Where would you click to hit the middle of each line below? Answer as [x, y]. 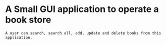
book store [28, 20]
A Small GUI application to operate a [82, 9]
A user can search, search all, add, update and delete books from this [83, 33]
